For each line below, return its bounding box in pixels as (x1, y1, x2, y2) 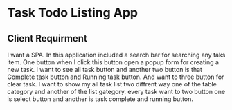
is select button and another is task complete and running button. (7, 95, 194, 103)
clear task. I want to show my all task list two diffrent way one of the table (7, 80, 217, 88)
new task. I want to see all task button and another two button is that (7, 66, 203, 73)
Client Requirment (7, 33, 88, 44)
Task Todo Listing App (7, 5, 139, 21)
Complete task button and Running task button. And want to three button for (7, 73, 224, 81)
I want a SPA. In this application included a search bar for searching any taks (7, 51, 226, 59)
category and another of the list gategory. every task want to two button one (7, 88, 226, 95)
